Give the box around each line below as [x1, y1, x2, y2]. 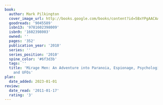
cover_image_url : [9, 16, 44, 21]
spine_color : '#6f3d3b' [9, 57, 57, 61]
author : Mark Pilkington [9, 12, 59, 16]
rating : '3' [9, 92, 34, 97]
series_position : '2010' [9, 52, 59, 57]
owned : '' [9, 34, 29, 39]
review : [4, 83, 20, 89]
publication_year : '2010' [9, 43, 62, 48]
